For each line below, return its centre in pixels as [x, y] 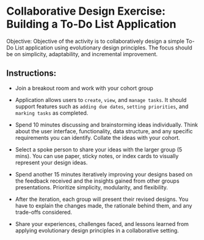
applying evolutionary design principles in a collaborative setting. [97, 230]
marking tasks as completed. [52, 113]
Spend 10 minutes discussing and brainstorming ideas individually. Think [107, 125]
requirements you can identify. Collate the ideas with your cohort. [97, 137]
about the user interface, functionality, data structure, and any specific [104, 131]
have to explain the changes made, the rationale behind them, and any [104, 205]
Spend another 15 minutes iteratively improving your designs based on [104, 174]
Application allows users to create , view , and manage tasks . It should [101, 100]
